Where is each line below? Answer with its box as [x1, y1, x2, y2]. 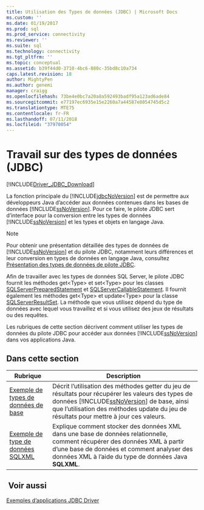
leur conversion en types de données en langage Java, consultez [6, 255, 170, 262]
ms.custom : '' [6, 15, 42, 21]
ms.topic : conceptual [6, 59, 61, 65]
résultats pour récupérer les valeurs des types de [52, 389, 193, 398]
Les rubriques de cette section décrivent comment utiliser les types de [6, 323, 183, 330]
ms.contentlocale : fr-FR [6, 110, 69, 116]
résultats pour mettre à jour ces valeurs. [52, 412, 166, 420]
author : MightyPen [6, 76, 53, 82]
